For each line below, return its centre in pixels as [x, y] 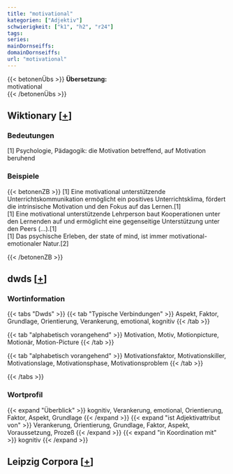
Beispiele [23, 177]
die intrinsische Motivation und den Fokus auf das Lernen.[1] [94, 206]
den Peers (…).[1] [32, 228]
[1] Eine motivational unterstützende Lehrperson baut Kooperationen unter [114, 214]
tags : [15, 33]
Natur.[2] [56, 243]
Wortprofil [25, 395]
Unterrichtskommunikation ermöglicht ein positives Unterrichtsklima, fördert [116, 199]
